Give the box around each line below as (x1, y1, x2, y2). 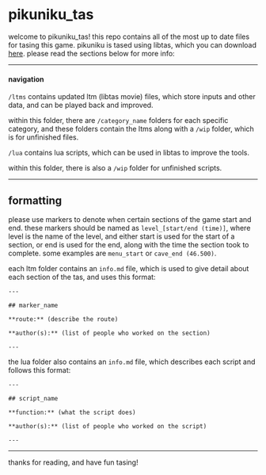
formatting (8, 193, 63, 207)
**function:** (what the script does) (8, 408, 136, 416)
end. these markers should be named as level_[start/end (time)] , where (8, 223, 251, 232)
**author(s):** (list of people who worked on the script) (8, 422, 207, 430)
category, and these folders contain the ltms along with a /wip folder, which (8, 124, 255, 134)
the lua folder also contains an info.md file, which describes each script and (8, 357, 256, 366)
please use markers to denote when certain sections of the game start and (8, 214, 252, 224)
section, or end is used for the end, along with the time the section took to (8, 239, 249, 249)
